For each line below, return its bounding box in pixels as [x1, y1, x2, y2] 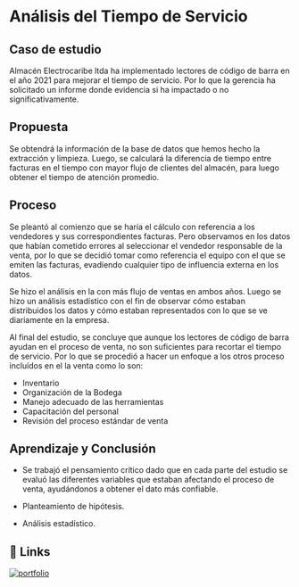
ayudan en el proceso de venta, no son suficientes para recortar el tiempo [9, 341, 282, 351]
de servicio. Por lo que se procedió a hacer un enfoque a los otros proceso [9, 351, 285, 361]
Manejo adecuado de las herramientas [21, 396, 164, 407]
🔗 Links [9, 544, 51, 559]
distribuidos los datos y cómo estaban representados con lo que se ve [9, 305, 268, 316]
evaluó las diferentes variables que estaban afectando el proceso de [21, 475, 275, 485]
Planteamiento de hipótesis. [21, 501, 125, 512]
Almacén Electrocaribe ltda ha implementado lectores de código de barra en [9, 65, 290, 76]
